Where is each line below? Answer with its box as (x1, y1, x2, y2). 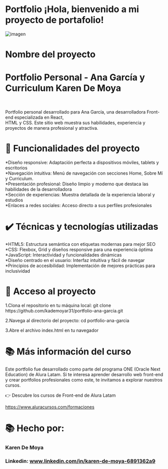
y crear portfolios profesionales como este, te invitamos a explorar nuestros (5, 377, 163, 383)
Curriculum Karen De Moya (5, 82, 121, 94)
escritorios (5, 165, 28, 171)
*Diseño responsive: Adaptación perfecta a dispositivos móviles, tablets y (5, 160, 159, 165)
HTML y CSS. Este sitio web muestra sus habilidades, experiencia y (5, 120, 145, 126)
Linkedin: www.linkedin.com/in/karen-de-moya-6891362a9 (5, 457, 155, 464)
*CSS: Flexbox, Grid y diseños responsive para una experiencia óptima (5, 246, 153, 252)
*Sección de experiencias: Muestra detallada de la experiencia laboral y (5, 192, 155, 197)
